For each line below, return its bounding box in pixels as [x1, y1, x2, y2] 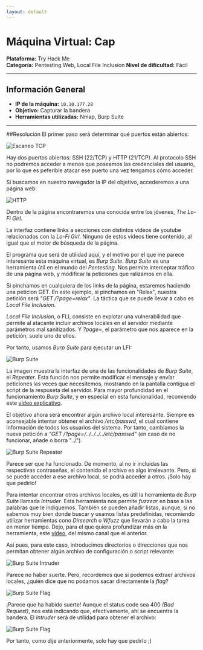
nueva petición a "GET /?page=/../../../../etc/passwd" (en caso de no [6, 430, 176, 438]
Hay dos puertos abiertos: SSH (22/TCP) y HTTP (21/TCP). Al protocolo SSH [6, 154, 196, 161]
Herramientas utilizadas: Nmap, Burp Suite [14, 113, 124, 121]
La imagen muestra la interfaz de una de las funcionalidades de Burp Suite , [6, 367, 193, 375]
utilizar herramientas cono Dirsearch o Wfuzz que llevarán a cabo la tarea [6, 517, 190, 524]
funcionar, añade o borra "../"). [6, 437, 83, 444]
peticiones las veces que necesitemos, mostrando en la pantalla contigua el [6, 380, 195, 387]
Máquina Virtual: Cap [6, 34, 115, 48]
